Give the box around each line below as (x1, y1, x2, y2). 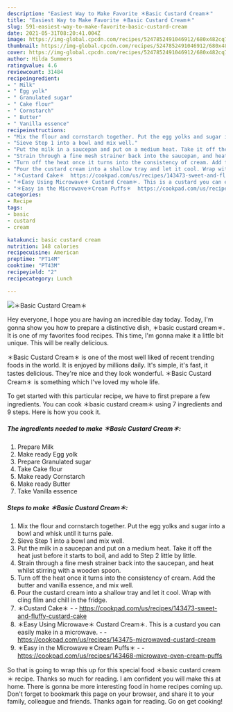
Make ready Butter (17, 480, 71, 488)
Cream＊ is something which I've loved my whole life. (7, 377, 160, 386)
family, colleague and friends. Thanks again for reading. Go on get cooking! (7, 697, 223, 705)
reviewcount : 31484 (7, 68, 64, 75)
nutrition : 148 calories (7, 243, 79, 250)
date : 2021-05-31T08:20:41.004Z (7, 29, 101, 37)
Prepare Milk (17, 443, 54, 451)
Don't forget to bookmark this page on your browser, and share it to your (7, 690, 215, 698)
